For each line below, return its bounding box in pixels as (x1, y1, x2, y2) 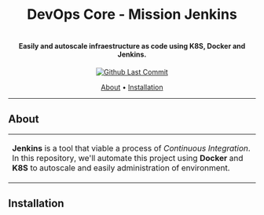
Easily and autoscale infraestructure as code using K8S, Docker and (18, 42, 246, 51)
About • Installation (101, 82, 163, 92)
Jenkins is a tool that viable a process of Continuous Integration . (12, 143, 251, 154)
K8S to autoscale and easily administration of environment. (12, 162, 230, 173)
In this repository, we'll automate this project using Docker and (12, 152, 244, 163)
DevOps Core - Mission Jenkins (27, 5, 237, 24)
